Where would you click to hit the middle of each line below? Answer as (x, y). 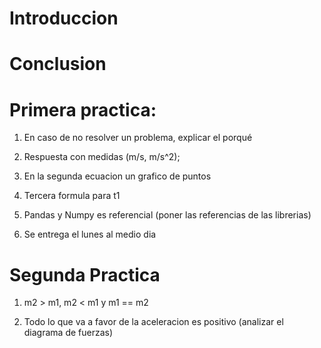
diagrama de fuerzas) (68, 333)
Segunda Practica (85, 274)
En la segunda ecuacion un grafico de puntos (117, 176)
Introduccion (64, 18)
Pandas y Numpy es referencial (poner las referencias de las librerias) (167, 215)
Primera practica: (83, 109)
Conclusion (58, 64)
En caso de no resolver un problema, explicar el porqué (138, 138)
